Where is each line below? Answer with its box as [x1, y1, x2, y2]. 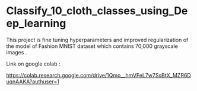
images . [6, 48, 27, 56]
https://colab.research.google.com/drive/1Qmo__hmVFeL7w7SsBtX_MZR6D [6, 71, 191, 79]
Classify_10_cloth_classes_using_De [6, 4, 188, 18]
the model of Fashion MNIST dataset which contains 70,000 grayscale [6, 43, 178, 50]
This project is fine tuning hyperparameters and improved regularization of [6, 36, 189, 43]
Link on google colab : [6, 60, 61, 67]
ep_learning [6, 17, 66, 30]
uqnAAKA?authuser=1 [6, 78, 60, 85]
